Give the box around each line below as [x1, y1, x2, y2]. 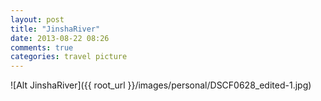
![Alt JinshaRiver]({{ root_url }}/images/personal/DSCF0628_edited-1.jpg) [10, 79, 312, 91]
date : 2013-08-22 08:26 [10, 33, 110, 43]
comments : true [10, 42, 74, 53]
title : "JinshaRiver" [10, 24, 101, 34]
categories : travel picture [10, 52, 128, 62]
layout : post [10, 14, 65, 25]
